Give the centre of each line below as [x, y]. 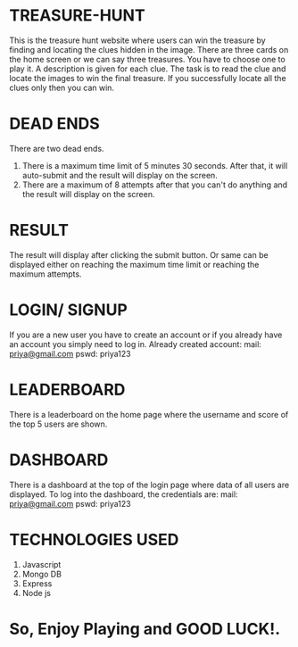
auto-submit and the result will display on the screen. [120, 175]
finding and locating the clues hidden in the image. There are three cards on [149, 49]
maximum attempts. [46, 274]
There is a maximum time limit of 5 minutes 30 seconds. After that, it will [155, 165]
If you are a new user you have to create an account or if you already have [146, 335]
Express [37, 583]
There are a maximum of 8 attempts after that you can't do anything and [155, 185]
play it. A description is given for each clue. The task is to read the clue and [148, 69]
